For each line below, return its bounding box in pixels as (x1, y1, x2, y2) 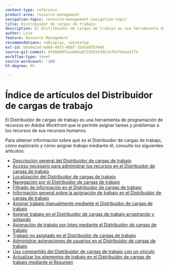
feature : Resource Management (5, 36, 69, 41)
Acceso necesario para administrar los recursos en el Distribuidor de (12, 163, 155, 169)
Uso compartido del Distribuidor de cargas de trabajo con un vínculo (12, 248, 155, 254)
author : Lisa (5, 31, 33, 36)
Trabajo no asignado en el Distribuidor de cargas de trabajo (12, 232, 136, 239)
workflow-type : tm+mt (5, 54, 51, 59)
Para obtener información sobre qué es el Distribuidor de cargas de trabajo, (5, 137, 162, 143)
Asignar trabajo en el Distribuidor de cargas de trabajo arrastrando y (12, 211, 154, 217)
